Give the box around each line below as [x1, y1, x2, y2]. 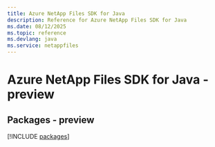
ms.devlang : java [7, 36, 57, 43]
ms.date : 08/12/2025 [7, 23, 67, 30]
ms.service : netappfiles [7, 42, 79, 49]
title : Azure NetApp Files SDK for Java [7, 10, 126, 17]
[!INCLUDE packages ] [7, 133, 70, 140]
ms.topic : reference [7, 29, 67, 37]
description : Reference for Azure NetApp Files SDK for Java [7, 17, 187, 23]
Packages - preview [7, 114, 95, 126]
